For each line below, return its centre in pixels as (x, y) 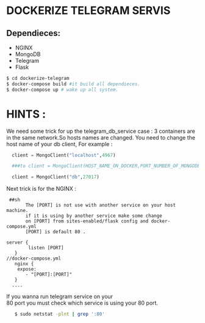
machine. (17, 211)
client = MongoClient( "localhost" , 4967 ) (64, 155)
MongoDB (28, 54)
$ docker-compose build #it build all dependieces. (73, 84)
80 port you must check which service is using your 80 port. (82, 303)
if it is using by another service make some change (94, 216)
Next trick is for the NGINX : (41, 189)
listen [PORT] (46, 248)
